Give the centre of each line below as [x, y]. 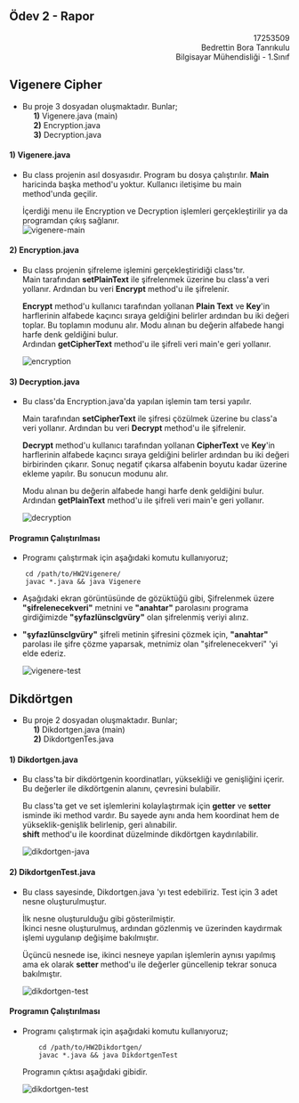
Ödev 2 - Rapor [52, 16]
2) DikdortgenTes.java [73, 739]
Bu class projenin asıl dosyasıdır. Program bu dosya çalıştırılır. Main [145, 174]
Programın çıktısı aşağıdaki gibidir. [85, 1071]
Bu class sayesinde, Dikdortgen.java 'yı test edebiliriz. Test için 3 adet [149, 892]
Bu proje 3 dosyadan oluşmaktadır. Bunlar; [100, 106]
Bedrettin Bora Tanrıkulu [245, 47]
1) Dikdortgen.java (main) [80, 730]
